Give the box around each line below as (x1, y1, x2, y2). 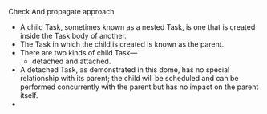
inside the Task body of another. (19, 31, 127, 40)
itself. (19, 91, 38, 100)
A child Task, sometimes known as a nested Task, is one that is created (19, 22, 256, 31)
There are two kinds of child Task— (19, 48, 138, 57)
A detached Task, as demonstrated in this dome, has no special (19, 65, 230, 75)
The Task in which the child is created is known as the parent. (19, 39, 225, 49)
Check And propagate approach (8, 7, 115, 16)
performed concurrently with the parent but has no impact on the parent (19, 82, 259, 92)
